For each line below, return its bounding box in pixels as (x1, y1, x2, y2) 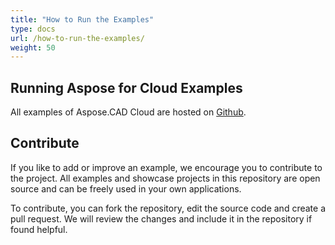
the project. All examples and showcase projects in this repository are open (10, 172, 321, 184)
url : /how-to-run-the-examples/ (10, 33, 145, 43)
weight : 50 (10, 42, 56, 53)
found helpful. (10, 223, 68, 235)
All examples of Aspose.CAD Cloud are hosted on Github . (10, 106, 247, 118)
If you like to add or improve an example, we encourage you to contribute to (10, 161, 323, 173)
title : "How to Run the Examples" (10, 14, 155, 25)
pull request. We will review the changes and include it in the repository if (10, 212, 313, 225)
